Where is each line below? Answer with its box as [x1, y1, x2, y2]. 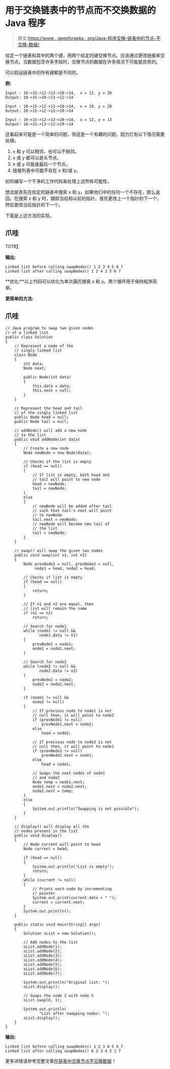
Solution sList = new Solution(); [23, 931, 96, 936]
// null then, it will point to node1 [32, 744, 114, 749]
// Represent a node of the [14, 343, 73, 348]
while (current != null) [23, 877, 76, 882]
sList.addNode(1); [23, 944, 62, 949]
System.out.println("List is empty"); [32, 864, 114, 869]
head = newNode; [32, 481, 67, 486]
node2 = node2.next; [32, 681, 76, 687]
